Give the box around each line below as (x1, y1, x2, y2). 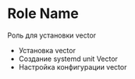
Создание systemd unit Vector (18, 54, 119, 63)
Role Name (7, 5, 79, 23)
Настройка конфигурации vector (18, 62, 127, 71)
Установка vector (18, 45, 76, 55)
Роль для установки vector (7, 31, 97, 40)
